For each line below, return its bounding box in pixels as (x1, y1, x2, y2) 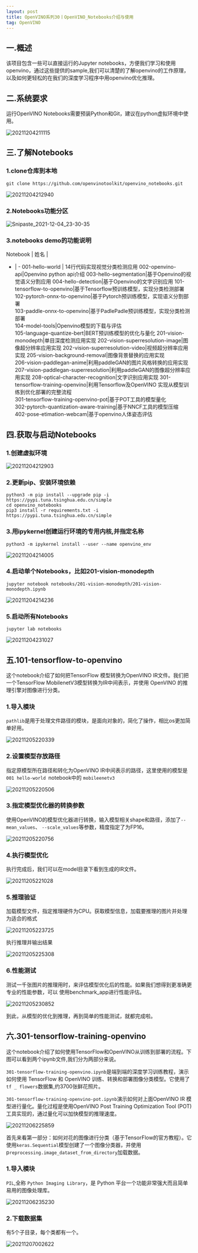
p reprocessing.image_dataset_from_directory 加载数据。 (6, 1149, 144, 1156)
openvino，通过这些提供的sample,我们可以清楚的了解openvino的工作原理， (6, 67, 189, 74)
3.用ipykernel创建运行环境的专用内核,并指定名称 (6, 527, 144, 536)
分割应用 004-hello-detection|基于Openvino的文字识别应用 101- (30, 278, 184, 285)
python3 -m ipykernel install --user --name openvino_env (6, 541, 151, 547)
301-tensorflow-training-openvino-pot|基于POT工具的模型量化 (14, 396, 167, 403)
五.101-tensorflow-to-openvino (6, 655, 123, 665)
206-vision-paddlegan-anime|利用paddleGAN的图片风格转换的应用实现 (14, 359, 189, 366)
